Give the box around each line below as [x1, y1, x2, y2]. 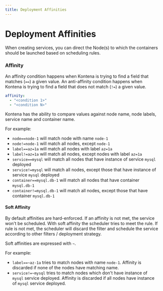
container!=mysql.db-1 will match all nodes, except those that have [12, 188, 148, 194]
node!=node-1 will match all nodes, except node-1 [12, 141, 110, 146]
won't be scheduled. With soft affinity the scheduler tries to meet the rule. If [5, 220, 158, 226]
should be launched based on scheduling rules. [5, 50, 101, 56]
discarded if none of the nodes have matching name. [12, 264, 119, 270]
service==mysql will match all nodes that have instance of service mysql [12, 156, 156, 162]
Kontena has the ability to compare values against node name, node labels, [5, 111, 157, 117]
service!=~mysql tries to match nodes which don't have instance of [12, 270, 148, 276]
